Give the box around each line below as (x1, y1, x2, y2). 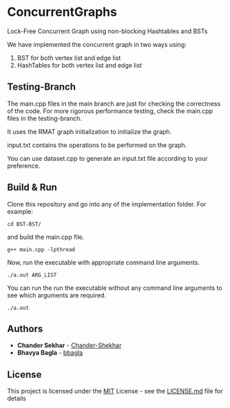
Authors (7, 322, 43, 335)
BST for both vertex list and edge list (17, 53, 121, 62)
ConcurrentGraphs (7, 4, 117, 20)
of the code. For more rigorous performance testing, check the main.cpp (7, 106, 213, 115)
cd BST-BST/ (7, 220, 41, 228)
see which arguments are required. (7, 291, 107, 299)
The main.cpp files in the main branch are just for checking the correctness (7, 99, 221, 108)
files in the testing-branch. (7, 114, 83, 122)
